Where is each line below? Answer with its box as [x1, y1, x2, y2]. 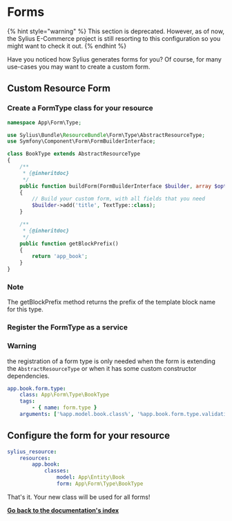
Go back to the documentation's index [7, 506, 119, 514]
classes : [43, 468, 70, 475]
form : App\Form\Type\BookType [56, 480, 144, 488]
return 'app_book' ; [32, 253, 88, 260]
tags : [19, 398, 36, 405]
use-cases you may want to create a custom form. [7, 62, 151, 71]
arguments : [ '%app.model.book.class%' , [19, 411, 135, 418]
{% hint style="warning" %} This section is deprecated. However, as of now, [7, 27, 224, 35]
